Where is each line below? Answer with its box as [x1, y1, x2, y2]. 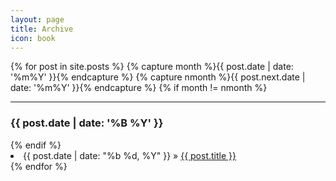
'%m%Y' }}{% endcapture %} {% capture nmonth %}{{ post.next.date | [10, 71, 306, 83]
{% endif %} [10, 139, 62, 151]
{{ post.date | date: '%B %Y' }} [10, 116, 164, 130]
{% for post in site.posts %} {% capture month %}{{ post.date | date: [10, 61, 294, 73]
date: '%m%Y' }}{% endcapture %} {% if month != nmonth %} [10, 82, 268, 94]
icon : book [10, 33, 56, 43]
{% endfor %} [10, 160, 68, 172]
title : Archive [10, 24, 74, 34]
